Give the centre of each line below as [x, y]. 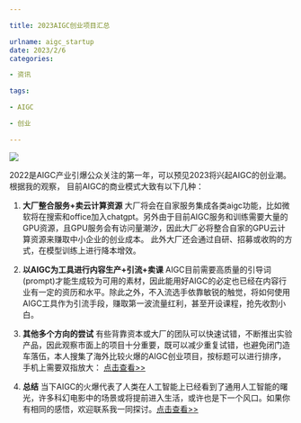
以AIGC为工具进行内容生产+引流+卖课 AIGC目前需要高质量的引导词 [147, 269]
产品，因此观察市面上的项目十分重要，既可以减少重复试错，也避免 [144, 345]
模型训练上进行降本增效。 [93, 250]
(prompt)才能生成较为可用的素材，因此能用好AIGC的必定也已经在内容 [150, 281]
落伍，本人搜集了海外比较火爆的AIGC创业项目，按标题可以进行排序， [158, 355]
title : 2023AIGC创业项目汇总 [60, 25]
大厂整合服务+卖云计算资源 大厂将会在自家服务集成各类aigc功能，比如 [152, 205]
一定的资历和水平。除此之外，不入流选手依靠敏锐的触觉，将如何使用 [164, 292]
